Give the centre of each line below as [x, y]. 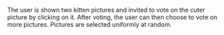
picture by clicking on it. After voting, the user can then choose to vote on [112, 17]
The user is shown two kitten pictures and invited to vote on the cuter [106, 10]
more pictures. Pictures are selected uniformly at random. [89, 24]
